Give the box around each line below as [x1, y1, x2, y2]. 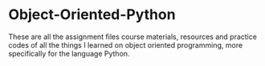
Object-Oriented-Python [8, 6, 176, 24]
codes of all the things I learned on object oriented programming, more [8, 40, 243, 49]
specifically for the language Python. [8, 49, 130, 58]
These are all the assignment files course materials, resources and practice [8, 32, 257, 41]
